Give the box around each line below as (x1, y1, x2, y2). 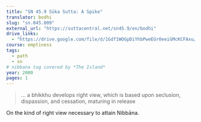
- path (11, 53, 28, 59)
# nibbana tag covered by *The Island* (6, 64, 106, 70)
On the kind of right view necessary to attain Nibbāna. (6, 110, 139, 117)
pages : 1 (6, 75, 28, 81)
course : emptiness (6, 42, 52, 48)
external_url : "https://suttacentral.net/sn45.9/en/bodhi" (6, 25, 157, 32)
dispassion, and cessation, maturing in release (20, 98, 136, 105)
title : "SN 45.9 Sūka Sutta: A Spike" (6, 8, 103, 15)
